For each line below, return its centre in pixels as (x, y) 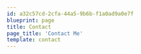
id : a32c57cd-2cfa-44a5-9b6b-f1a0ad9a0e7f (70, 14)
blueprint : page (30, 20)
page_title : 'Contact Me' (45, 33)
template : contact (34, 40)
